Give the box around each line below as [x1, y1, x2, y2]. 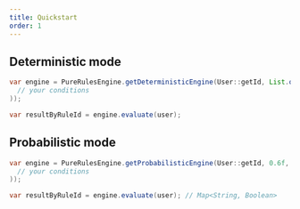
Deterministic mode [9, 54, 122, 69]
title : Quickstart [9, 12, 78, 22]
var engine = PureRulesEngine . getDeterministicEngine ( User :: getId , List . [9, 77, 290, 87]
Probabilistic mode [9, 135, 116, 150]
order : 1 [9, 21, 42, 30]
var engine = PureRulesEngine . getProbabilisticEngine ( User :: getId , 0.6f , [9, 158, 290, 167]
